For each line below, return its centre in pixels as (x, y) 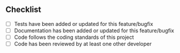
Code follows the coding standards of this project (74, 37)
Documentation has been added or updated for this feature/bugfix (94, 30)
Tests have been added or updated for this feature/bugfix (84, 24)
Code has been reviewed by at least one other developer (83, 44)
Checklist (24, 10)
